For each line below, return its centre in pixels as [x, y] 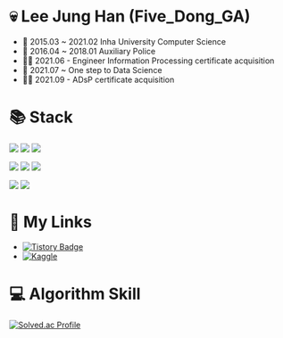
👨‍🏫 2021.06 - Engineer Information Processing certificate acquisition [148, 61]
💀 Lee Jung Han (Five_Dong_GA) [130, 16]
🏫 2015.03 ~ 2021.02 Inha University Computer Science [124, 41]
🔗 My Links [50, 223]
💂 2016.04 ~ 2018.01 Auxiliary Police [89, 51]
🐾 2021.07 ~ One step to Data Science [92, 70]
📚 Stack [41, 117]
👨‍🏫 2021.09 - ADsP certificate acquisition [98, 79]
